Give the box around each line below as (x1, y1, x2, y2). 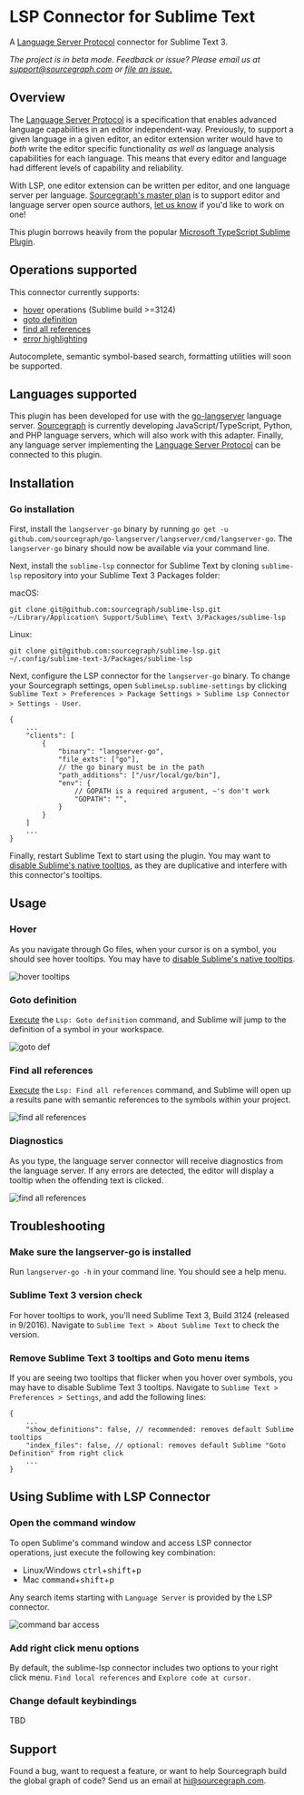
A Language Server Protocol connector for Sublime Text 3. (9, 36, 229, 47)
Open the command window (9, 1516, 136, 1529)
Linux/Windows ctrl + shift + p (22, 1564, 142, 1575)
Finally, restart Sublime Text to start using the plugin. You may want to (9, 851, 270, 862)
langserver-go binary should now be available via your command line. (9, 543, 270, 554)
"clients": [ (25, 731, 75, 741)
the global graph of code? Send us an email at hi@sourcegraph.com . (9, 1775, 267, 1786)
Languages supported (9, 386, 138, 401)
